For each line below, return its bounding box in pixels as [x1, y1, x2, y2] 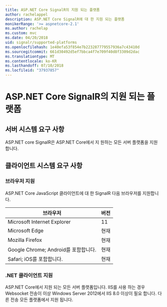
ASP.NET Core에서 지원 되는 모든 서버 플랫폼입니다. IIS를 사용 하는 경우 [5, 284, 145, 290]
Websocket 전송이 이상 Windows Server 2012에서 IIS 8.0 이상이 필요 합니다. [5, 290, 156, 296]
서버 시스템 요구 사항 [5, 125, 64, 133]
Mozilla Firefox [7, 236, 42, 243]
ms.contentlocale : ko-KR [5, 59, 57, 64]
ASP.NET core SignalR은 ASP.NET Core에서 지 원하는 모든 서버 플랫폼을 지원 [5, 139, 158, 145]
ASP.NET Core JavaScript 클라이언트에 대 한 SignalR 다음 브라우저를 [5, 190, 141, 196]
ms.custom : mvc [5, 31, 37, 36]
